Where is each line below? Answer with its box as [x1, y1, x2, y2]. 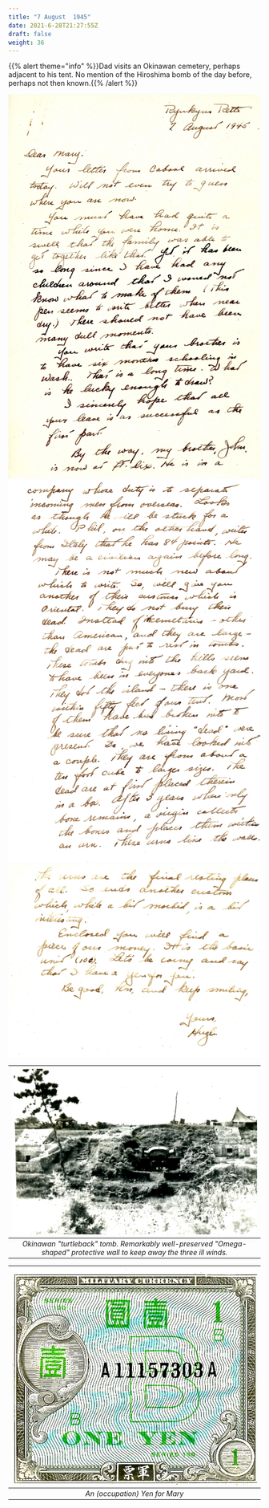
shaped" [41, 1247, 70, 1257]
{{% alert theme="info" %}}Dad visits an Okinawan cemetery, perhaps [8, 61, 241, 71]
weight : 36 [8, 39, 45, 47]
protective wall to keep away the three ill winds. [70, 1247, 228, 1257]
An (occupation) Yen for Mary [85, 1489, 184, 1498]
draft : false [8, 30, 52, 38]
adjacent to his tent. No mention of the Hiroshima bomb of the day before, [8, 70, 252, 79]
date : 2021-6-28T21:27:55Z [8, 21, 98, 30]
